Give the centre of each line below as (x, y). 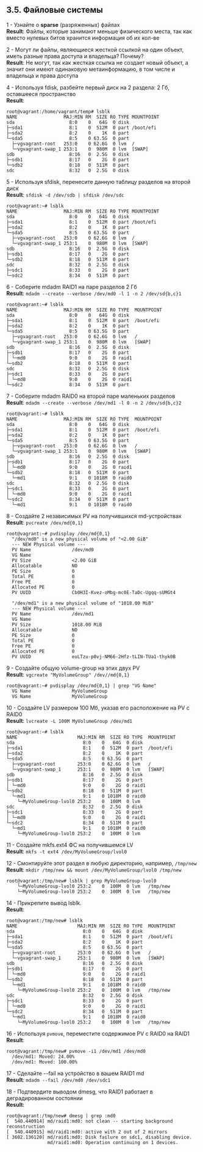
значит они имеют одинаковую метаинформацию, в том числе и (91, 69)
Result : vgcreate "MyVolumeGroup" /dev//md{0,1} (68, 674)
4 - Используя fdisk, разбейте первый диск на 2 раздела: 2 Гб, (88, 87)
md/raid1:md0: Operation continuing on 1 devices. (113, 1142)
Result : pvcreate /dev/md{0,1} (45, 523)
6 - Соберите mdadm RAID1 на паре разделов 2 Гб (72, 287)
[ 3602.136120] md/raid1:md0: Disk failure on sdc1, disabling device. (99, 1137)
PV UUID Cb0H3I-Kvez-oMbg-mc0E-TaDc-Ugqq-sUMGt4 (94, 592)
